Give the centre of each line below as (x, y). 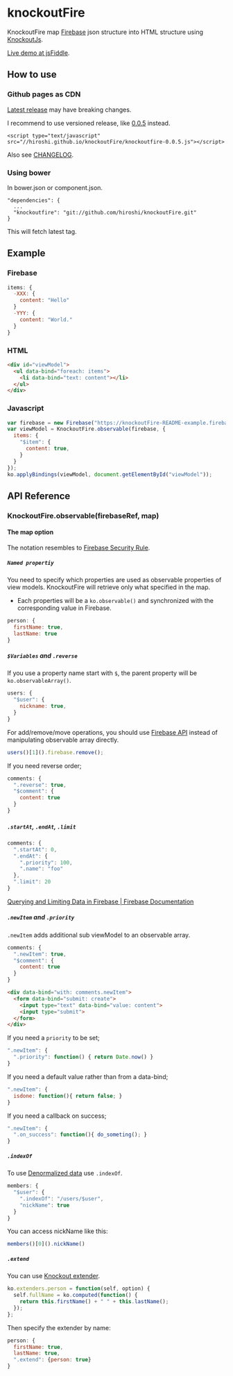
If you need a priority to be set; (54, 1038)
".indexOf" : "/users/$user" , (62, 1198)
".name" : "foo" (42, 869)
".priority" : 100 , (46, 863)
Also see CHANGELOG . (41, 155)
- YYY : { (25, 314)
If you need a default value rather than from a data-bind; (88, 1076)
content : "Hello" (45, 300)
